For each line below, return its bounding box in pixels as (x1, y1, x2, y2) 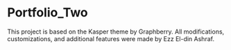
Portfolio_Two (7, 5, 88, 21)
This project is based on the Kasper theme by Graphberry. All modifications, (7, 27, 225, 36)
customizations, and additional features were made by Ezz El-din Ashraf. (7, 34, 215, 42)
